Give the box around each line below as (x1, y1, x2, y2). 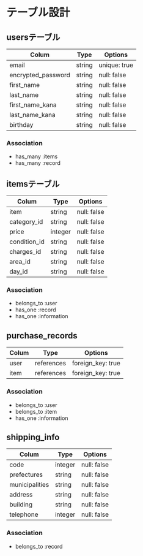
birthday (9, 121, 34, 129)
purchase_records (6, 330, 78, 341)
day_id (9, 267, 28, 276)
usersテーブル (6, 32, 61, 42)
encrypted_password (9, 71, 70, 79)
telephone (9, 510, 38, 519)
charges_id (9, 248, 42, 256)
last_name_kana (9, 111, 56, 119)
